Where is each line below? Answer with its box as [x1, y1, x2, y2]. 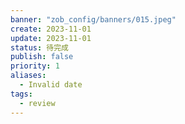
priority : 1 [10, 61, 60, 71]
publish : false [10, 52, 74, 62]
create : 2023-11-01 [10, 24, 92, 34]
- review [19, 98, 56, 108]
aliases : [10, 71, 47, 81]
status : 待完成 [10, 42, 69, 53]
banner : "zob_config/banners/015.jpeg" [10, 14, 177, 25]
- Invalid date [19, 80, 83, 90]
